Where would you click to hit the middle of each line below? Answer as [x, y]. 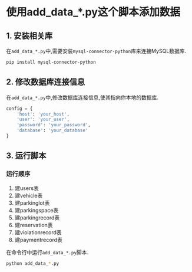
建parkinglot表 [32, 203]
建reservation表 [34, 225]
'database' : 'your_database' [52, 130]
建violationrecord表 [38, 232]
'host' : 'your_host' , [43, 114]
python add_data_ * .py [33, 263]
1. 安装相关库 [29, 36]
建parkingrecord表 [37, 217]
